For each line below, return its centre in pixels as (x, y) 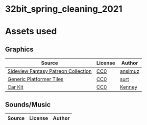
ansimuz (130, 71)
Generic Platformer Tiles (36, 79)
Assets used (31, 31)
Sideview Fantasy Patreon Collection (50, 71)
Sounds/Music (28, 104)
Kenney (129, 87)
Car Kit (15, 87)
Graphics (19, 49)
